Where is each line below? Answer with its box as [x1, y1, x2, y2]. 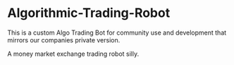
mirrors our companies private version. [7, 35, 121, 44]
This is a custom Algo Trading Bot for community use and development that [7, 28, 227, 37]
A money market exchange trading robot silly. [7, 49, 140, 58]
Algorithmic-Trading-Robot [7, 5, 171, 21]
